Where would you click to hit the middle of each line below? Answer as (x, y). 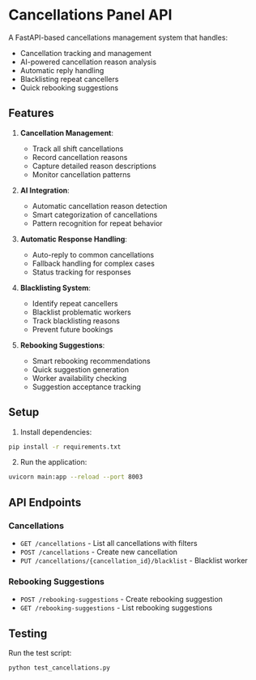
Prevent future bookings (73, 329)
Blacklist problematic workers (81, 312)
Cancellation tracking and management (86, 53)
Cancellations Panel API (90, 15)
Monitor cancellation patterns (81, 174)
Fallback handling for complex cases (94, 263)
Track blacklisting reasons (76, 321)
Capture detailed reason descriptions (94, 166)
